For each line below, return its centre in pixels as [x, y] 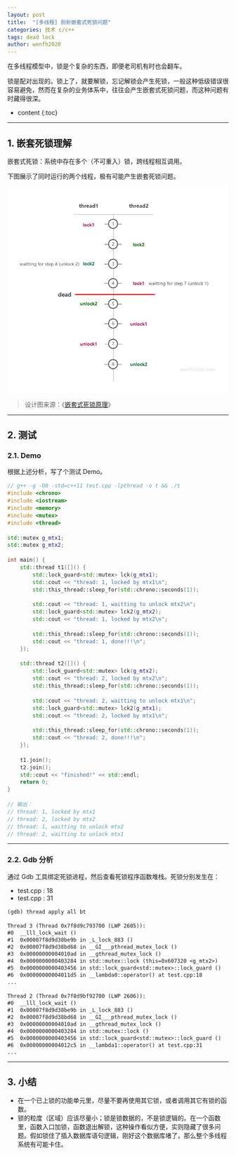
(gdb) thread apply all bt [47, 912]
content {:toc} [38, 113]
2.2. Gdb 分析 [31, 860]
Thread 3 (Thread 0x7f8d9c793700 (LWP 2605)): [77, 926]
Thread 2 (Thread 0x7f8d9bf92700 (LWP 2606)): [77, 996]
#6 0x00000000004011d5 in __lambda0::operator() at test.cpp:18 [105, 975]
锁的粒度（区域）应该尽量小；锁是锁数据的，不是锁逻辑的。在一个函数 [119, 1118]
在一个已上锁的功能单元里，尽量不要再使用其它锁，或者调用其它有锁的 [119, 1100]
